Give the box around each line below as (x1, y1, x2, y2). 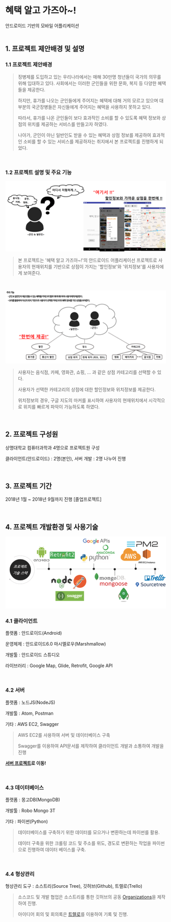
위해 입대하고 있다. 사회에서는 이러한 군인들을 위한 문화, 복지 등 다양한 (17, 80, 157, 86)
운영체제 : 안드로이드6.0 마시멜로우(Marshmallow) (5, 641, 106, 647)
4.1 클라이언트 (5, 617, 38, 625)
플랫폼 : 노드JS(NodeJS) (5, 699, 56, 705)
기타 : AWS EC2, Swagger (5, 721, 59, 727)
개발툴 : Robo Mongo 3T (5, 807, 56, 814)
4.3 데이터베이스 (5, 784, 44, 791)
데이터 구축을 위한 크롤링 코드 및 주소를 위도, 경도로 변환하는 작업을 (17, 840, 152, 846)
